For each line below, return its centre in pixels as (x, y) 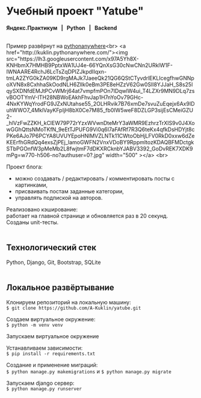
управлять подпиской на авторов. (59, 197)
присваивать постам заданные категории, (70, 191)
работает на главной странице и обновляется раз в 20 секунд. (87, 216)
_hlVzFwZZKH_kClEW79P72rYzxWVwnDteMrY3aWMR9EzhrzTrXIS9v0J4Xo (100, 123)
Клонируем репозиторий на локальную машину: (69, 302)
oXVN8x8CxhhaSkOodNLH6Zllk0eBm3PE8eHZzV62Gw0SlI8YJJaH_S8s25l (100, 84)
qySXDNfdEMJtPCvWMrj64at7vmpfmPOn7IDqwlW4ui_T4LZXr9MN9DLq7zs (100, 91)
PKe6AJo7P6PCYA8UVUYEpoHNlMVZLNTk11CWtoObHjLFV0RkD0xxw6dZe (100, 136)
